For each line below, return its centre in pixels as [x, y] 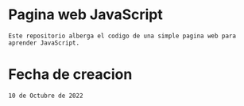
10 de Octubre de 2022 [46, 96]
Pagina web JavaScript [85, 15]
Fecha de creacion [70, 75]
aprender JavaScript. [44, 43]
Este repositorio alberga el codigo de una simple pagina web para [122, 36]
